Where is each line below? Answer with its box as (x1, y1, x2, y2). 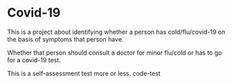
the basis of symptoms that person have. (7, 35, 124, 43)
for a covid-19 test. (7, 55, 61, 64)
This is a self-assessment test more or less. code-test (7, 69, 161, 77)
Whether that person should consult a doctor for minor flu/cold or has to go (7, 48, 222, 57)
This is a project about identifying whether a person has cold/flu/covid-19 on (7, 28, 226, 36)
